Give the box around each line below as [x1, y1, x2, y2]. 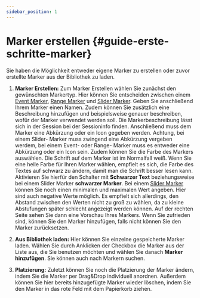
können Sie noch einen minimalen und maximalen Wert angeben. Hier [14, 186, 186, 193]
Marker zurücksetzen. [14, 224, 69, 231]
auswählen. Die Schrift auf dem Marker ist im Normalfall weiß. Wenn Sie [14, 154, 192, 162]
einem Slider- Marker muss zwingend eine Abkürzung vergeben [14, 135, 173, 142]
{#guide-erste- [92, 34, 169, 48]
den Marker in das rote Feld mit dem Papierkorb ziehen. [14, 285, 152, 292]
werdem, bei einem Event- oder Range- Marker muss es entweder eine [14, 141, 190, 149]
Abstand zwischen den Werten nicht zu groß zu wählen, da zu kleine [14, 198, 184, 206]
